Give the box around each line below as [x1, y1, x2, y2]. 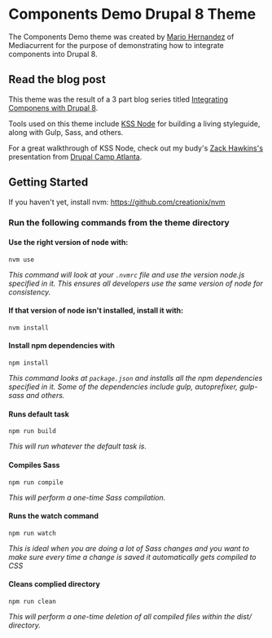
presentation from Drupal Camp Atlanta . [8, 151, 143, 161]
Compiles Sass [8, 460, 60, 470]
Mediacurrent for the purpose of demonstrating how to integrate [8, 40, 224, 50]
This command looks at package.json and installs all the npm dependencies [8, 374, 263, 383]
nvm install [8, 323, 49, 332]
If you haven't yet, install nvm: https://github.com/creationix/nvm [8, 197, 226, 207]
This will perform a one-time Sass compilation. [8, 492, 166, 502]
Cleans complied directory [8, 579, 100, 589]
